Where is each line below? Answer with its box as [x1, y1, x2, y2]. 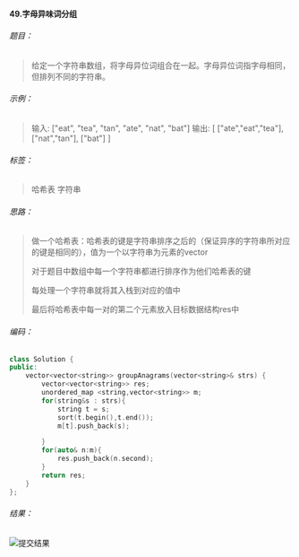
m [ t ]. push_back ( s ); [56, 422, 130, 431]
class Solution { [9, 354, 74, 363]
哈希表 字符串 [30, 184, 81, 195]
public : [9, 363, 38, 372]
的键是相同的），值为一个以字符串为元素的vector [30, 247, 209, 257]
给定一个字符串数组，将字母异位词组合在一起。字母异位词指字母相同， [30, 59, 291, 71]
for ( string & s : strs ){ [41, 396, 126, 405]
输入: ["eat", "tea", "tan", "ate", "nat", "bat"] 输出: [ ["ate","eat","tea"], [30, 123, 284, 134]
